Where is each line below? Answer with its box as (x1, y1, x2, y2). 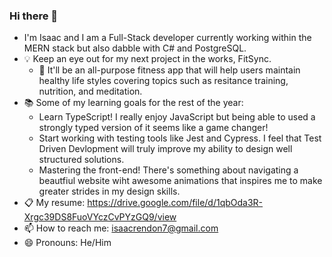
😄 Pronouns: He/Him (23, 237, 112, 249)
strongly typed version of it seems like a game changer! (38, 122, 269, 134)
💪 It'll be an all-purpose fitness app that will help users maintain (38, 64, 301, 76)
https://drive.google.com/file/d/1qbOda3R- (87, 197, 264, 209)
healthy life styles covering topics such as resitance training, (38, 75, 289, 87)
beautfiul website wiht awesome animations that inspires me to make (38, 175, 323, 187)
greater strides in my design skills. (38, 185, 181, 198)
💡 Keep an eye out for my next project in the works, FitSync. (23, 53, 272, 65)
